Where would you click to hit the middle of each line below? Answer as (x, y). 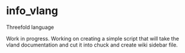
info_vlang (32, 11)
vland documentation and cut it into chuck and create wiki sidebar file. (92, 45)
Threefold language (30, 27)
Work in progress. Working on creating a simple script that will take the (93, 38)
